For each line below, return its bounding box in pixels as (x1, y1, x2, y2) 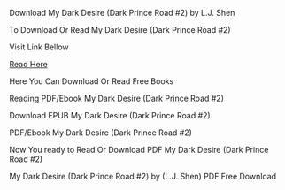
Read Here (9, 59, 49, 69)
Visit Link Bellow (9, 42, 69, 52)
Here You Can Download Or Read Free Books (9, 76, 174, 87)
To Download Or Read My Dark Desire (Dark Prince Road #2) (9, 25, 232, 34)
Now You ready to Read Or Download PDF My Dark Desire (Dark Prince (9, 145, 269, 155)
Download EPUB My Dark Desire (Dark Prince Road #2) (9, 110, 211, 120)
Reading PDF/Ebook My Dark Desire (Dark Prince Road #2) (9, 93, 224, 103)
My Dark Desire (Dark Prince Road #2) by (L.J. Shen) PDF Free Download (9, 171, 277, 181)
